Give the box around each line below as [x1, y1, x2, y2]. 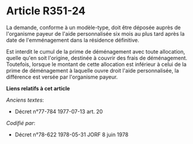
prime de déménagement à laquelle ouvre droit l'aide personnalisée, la [6, 67, 179, 74]
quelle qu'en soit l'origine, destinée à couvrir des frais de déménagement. [6, 54, 188, 61]
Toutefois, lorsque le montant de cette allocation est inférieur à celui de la [6, 61, 186, 68]
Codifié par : [6, 119, 36, 126]
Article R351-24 [6, 4, 86, 18]
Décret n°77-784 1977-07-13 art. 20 [14, 108, 103, 115]
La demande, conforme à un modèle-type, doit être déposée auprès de [6, 24, 181, 31]
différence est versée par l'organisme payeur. [6, 73, 118, 80]
